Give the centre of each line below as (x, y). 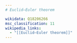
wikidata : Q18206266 (27, 19)
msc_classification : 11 (30, 23)
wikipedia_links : (23, 28)
